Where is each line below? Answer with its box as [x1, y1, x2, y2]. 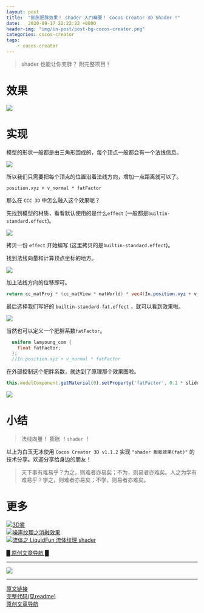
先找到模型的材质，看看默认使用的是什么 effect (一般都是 [6, 209, 149, 217]
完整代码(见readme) [6, 592, 56, 600]
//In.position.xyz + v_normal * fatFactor [12, 356, 121, 362]
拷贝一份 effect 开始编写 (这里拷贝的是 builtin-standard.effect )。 [6, 241, 174, 248]
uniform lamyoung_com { [12, 339, 72, 345]
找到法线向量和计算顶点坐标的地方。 [6, 254, 97, 262]
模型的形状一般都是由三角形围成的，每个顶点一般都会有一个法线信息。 [6, 149, 182, 156]
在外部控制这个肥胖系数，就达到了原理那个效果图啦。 [6, 368, 140, 375]
